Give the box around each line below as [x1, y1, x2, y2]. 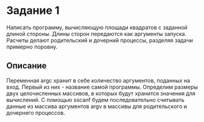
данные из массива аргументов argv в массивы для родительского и [6, 103, 188, 110]
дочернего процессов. [6, 109, 65, 116]
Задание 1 [6, 4, 60, 18]
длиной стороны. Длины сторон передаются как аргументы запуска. [6, 30, 187, 37]
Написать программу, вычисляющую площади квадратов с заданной [6, 24, 188, 31]
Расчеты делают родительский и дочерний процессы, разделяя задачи [6, 36, 194, 44]
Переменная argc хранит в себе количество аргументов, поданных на [6, 76, 191, 84]
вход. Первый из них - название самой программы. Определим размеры [6, 83, 198, 90]
